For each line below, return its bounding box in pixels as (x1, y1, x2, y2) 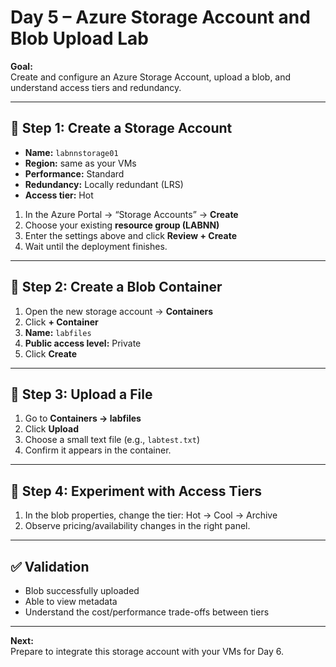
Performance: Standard (24, 167, 125, 180)
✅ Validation (10, 558, 90, 575)
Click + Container (24, 316, 99, 328)
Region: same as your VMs (24, 157, 137, 169)
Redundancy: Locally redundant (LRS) (24, 178, 184, 190)
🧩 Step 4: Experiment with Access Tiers (10, 482, 263, 500)
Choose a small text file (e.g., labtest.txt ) (24, 434, 200, 446)
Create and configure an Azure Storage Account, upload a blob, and (10, 71, 292, 83)
